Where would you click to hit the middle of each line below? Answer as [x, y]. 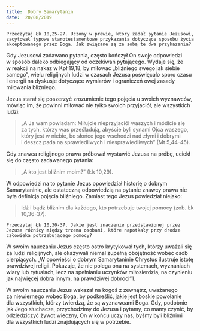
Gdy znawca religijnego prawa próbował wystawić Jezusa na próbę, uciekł [98, 154]
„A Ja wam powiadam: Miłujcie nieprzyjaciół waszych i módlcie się [103, 123]
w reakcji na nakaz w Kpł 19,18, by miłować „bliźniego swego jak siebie [93, 68]
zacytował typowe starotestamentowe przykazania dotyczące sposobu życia [100, 39]
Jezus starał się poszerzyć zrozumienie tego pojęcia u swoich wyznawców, [99, 99]
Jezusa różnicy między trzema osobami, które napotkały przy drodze [93, 230]
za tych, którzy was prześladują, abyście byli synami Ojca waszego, [104, 129]
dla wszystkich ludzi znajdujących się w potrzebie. [69, 321]
